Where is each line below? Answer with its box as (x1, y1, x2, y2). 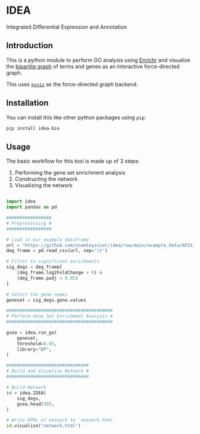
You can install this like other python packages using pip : (6, 114, 146, 121)
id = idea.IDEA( (6, 390, 46, 396)
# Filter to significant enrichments (6, 259, 100, 265)
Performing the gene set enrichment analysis (14, 169, 126, 176)
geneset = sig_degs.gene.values (6, 297, 86, 303)
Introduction (6, 41, 54, 51)
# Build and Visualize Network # (6, 368, 89, 374)
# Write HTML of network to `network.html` (6, 417, 116, 423)
